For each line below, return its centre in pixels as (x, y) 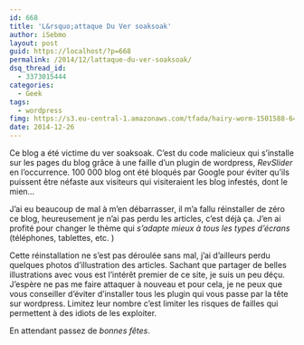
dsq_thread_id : (38, 69)
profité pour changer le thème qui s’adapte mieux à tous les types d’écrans (150, 228)
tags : (19, 102)
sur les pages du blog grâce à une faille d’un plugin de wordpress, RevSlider (151, 163)
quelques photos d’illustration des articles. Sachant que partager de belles (148, 265)
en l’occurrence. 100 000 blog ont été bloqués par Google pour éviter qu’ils (149, 172)
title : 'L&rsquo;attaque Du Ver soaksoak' (90, 26)
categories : (32, 85)
